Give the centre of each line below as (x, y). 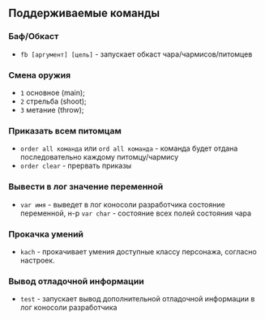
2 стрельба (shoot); (53, 101)
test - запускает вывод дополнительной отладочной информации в (137, 299)
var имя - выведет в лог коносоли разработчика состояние (122, 204)
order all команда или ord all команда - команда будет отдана (129, 148)
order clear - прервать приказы (76, 166)
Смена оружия (40, 75)
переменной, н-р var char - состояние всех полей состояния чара (136, 213)
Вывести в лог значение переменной (86, 187)
